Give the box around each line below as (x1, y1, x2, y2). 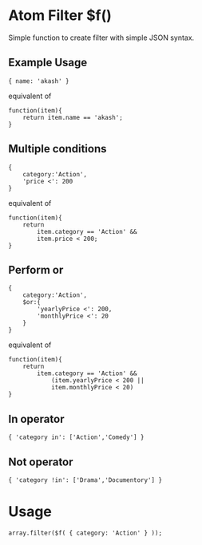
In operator (8, 412, 65, 425)
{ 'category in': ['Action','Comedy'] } (8, 433, 145, 441)
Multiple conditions (8, 142, 107, 156)
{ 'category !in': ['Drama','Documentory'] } (8, 476, 162, 484)
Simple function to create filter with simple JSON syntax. (8, 33, 195, 42)
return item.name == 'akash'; (22, 113, 124, 121)
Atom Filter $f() (8, 6, 112, 25)
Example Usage (8, 56, 88, 69)
